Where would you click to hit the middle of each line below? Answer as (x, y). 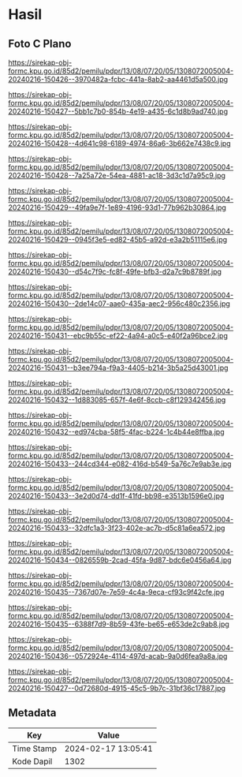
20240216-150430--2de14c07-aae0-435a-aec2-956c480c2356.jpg (119, 304)
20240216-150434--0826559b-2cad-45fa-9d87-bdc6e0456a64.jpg (120, 560)
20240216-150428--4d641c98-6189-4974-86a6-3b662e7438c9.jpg (119, 143)
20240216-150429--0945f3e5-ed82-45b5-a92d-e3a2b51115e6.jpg (118, 239)
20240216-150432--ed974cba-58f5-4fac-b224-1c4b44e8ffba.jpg (116, 432)
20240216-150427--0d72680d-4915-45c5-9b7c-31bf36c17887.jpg (117, 688)
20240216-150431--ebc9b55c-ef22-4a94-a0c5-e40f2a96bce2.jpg (118, 336)
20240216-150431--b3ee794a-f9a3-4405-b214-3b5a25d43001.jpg (118, 368)
